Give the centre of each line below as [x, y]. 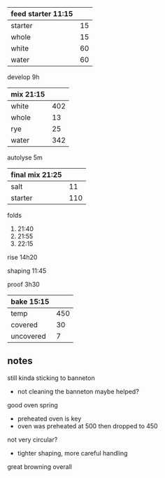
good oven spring [33, 405]
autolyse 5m [25, 157]
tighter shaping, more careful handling [72, 453]
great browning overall [40, 466]
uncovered [29, 336]
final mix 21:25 [36, 175]
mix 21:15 [28, 94]
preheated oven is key [49, 419]
